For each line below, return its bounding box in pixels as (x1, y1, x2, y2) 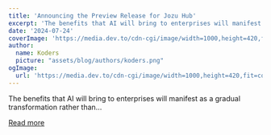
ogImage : (8, 64, 38, 72)
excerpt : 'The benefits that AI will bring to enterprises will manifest (8, 19, 262, 27)
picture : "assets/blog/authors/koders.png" (15, 57, 164, 65)
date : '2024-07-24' (8, 27, 74, 35)
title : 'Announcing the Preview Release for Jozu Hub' (8, 11, 197, 20)
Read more (8, 117, 45, 127)
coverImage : (8, 34, 48, 43)
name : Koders (15, 49, 60, 57)
